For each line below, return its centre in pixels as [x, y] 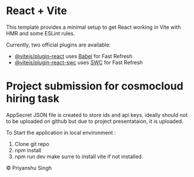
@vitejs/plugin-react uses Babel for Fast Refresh [73, 56]
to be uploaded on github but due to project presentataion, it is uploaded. [95, 121]
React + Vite [37, 11]
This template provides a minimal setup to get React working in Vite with [93, 27]
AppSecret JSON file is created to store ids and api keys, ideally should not [97, 115]
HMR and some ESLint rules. [41, 33]
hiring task [33, 99]
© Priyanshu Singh [29, 168]
